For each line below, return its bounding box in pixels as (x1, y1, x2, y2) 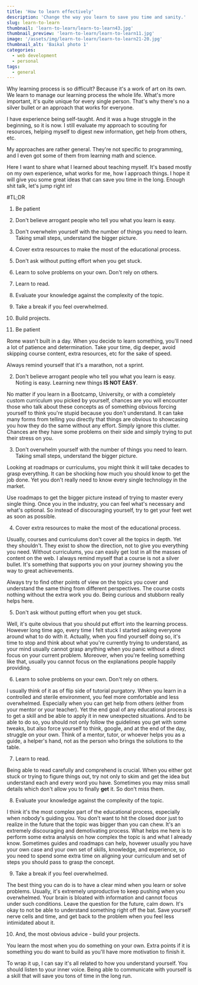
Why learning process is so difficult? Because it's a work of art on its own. (6, 85, 187, 92)
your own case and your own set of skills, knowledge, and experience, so (6, 846, 185, 853)
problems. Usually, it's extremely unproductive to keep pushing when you (6, 888, 185, 895)
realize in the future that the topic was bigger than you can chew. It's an (6, 821, 181, 828)
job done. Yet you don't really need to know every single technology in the (6, 476, 187, 483)
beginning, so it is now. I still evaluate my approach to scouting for (6, 122, 167, 129)
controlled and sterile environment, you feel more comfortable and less (6, 694, 179, 701)
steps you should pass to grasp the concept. (6, 859, 115, 866)
